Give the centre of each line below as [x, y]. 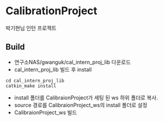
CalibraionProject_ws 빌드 [45, 112]
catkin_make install [31, 86]
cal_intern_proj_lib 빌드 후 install [53, 69]
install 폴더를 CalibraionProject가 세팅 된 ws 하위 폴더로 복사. [86, 97]
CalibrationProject [51, 11]
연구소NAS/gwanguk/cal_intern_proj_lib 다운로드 [72, 62]
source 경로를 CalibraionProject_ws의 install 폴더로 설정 [81, 105]
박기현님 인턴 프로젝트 [31, 28]
